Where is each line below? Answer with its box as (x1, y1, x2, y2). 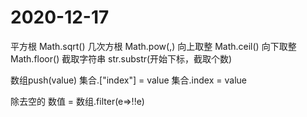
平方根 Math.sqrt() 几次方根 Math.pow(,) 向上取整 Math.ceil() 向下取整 (10, 40, 297, 52)
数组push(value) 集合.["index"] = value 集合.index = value (10, 74, 247, 86)
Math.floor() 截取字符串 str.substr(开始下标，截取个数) (10, 52, 233, 65)
